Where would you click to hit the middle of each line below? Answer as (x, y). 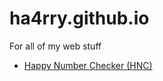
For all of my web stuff (55, 46)
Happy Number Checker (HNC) (88, 65)
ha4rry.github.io (79, 18)
